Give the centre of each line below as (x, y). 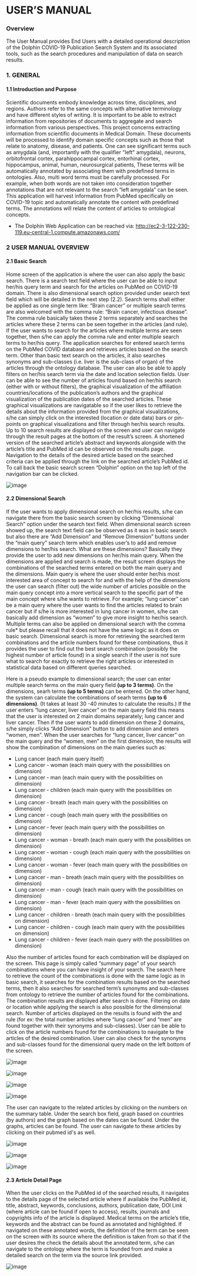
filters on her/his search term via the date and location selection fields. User (98, 374)
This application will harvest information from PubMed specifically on (90, 196)
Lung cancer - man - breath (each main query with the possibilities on (99, 877)
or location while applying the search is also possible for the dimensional (94, 1007)
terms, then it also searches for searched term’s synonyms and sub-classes (98, 988)
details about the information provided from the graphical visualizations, (93, 411)
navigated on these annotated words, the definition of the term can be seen (97, 1230)
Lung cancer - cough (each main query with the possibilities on (91, 815)
